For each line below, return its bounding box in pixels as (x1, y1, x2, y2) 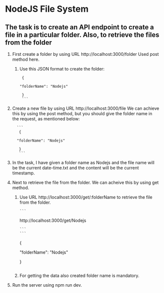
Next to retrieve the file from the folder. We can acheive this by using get (12, 180, 159, 185)
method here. (12, 56, 40, 62)
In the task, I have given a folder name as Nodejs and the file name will (12, 160, 155, 165)
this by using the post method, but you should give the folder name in (12, 111, 153, 116)
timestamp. (12, 170, 35, 176)
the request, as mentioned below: (12, 116, 80, 122)
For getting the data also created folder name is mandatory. (19, 273, 140, 278)
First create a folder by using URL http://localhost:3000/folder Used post (12, 51, 159, 57)
